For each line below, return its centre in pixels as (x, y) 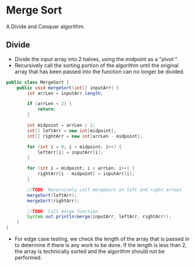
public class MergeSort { (37, 82)
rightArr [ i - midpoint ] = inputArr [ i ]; (86, 174)
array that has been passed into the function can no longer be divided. (100, 72)
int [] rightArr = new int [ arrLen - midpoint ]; (85, 136)
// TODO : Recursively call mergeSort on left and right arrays (105, 190)
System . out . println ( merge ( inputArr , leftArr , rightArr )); (99, 217)
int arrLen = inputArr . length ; (65, 93)
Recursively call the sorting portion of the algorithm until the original (96, 65)
